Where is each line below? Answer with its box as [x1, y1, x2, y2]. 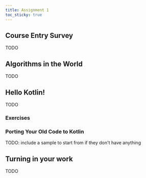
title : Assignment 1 [5, 7, 50, 13]
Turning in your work [5, 154, 73, 163]
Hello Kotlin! [5, 88, 45, 97]
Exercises [5, 114, 31, 121]
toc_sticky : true [5, 12, 42, 17]
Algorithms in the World [5, 59, 83, 68]
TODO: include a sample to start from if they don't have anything [5, 140, 141, 146]
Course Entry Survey [5, 31, 73, 40]
